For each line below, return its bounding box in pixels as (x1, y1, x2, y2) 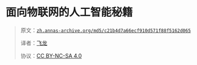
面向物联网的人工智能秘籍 (5, 5, 134, 19)
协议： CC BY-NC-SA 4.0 (20, 52, 82, 59)
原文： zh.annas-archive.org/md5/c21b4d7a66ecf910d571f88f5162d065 (20, 26, 191, 34)
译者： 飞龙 (20, 39, 48, 46)
